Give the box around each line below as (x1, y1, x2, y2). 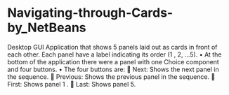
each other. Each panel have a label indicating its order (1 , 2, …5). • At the (7, 50, 222, 59)
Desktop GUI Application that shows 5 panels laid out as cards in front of (7, 43, 218, 51)
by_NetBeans (7, 20, 86, 36)
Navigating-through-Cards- (7, 5, 174, 21)
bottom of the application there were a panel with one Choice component (7, 57, 219, 66)
